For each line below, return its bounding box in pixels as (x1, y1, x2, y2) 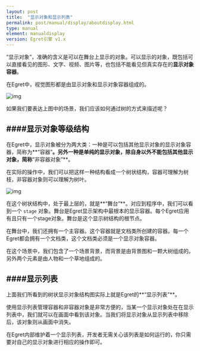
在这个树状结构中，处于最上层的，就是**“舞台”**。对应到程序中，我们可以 (6, 200, 189, 207)
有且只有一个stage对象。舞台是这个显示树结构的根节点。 (6, 214, 145, 222)
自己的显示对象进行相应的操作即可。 (16, 338, 105, 345)
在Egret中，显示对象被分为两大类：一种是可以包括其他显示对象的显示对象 (6, 141, 186, 148)
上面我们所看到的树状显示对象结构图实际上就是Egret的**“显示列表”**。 (6, 290, 180, 298)
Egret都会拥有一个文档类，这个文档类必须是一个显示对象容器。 (6, 235, 160, 242)
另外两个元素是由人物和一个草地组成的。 (6, 255, 105, 262)
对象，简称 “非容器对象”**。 (6, 156, 74, 163)
